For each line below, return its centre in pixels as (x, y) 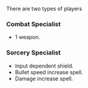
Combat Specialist (34, 24)
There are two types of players (44, 9)
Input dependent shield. (44, 66)
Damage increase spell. (44, 78)
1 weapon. (28, 37)
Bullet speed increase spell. (49, 72)
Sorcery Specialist (34, 53)
